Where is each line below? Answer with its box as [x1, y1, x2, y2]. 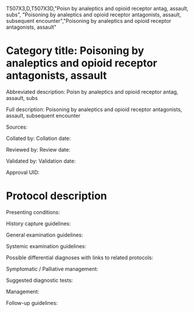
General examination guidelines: [6, 231, 83, 238]
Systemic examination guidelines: [6, 242, 86, 249]
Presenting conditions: [6, 208, 60, 215]
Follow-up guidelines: [6, 299, 58, 306]
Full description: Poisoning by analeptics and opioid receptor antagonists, [6, 105, 182, 113]
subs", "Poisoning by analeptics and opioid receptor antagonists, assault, [6, 11, 182, 18]
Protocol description [6, 190, 107, 203]
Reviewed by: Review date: [6, 146, 71, 153]
